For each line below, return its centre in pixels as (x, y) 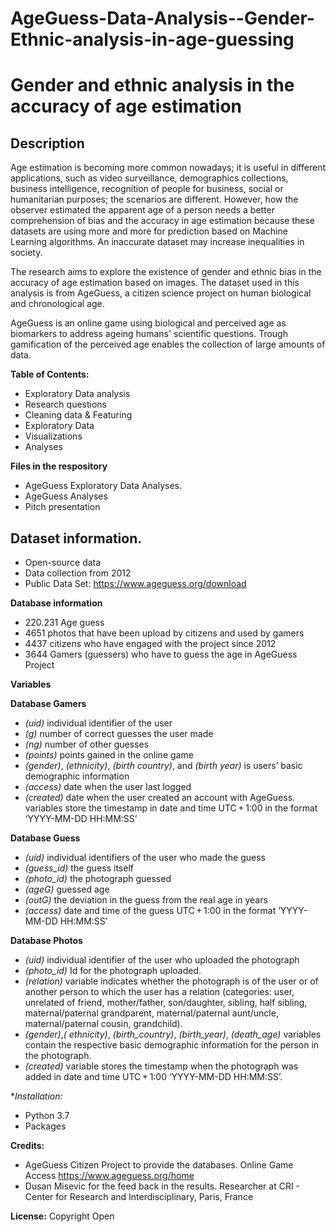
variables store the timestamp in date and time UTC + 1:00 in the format (171, 808)
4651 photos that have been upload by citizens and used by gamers (164, 633)
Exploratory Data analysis (77, 394)
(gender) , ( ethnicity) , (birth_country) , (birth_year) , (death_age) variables (173, 1034)
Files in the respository (59, 466)
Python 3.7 (47, 1115)
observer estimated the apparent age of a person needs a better (143, 210)
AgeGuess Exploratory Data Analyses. (103, 486)
